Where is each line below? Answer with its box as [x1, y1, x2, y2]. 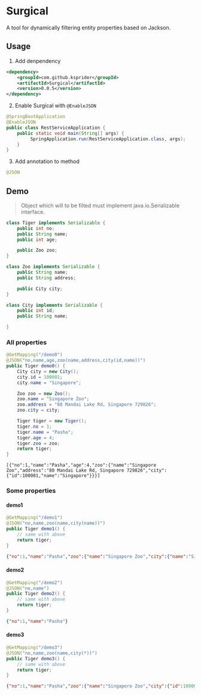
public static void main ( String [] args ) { [17, 130, 124, 136]
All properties [6, 338, 47, 346]
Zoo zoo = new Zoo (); [17, 391, 71, 397]
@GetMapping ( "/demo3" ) [6, 645, 63, 651]
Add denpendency [14, 57, 61, 64]
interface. [20, 208, 45, 215]
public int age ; [17, 237, 58, 243]
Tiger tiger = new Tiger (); [17, 418, 87, 424]
